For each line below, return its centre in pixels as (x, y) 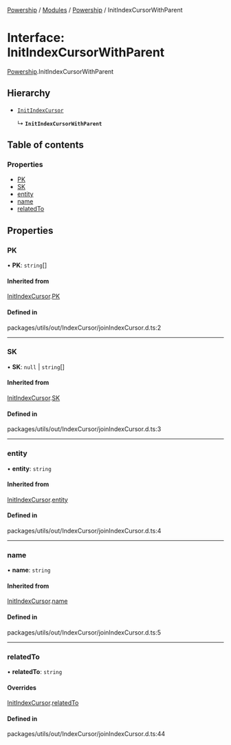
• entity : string (29, 468)
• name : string (29, 570)
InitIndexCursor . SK (34, 398)
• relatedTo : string (35, 671)
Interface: (36, 38)
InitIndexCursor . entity (38, 499)
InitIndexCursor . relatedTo (43, 703)
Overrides (22, 687)
